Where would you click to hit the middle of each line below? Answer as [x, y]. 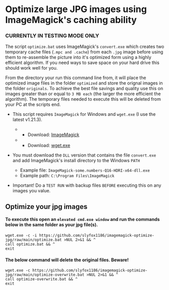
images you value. [32, 191]
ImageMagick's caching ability [71, 20]
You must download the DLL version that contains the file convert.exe [84, 155]
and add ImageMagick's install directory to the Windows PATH [76, 161]
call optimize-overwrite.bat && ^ [42, 279]
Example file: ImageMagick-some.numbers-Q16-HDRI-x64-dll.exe [85, 170]
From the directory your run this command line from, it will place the [76, 78]
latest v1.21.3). [27, 120]
